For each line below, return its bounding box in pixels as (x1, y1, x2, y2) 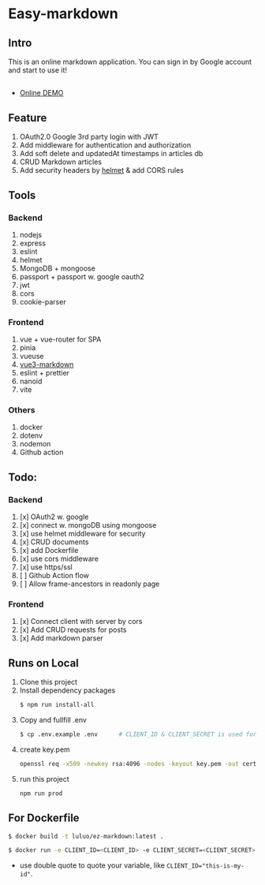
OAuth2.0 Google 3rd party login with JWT (19, 132, 159, 142)
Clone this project (19, 678, 77, 687)
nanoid (19, 376, 43, 386)
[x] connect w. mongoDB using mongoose (19, 521, 157, 530)
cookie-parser (19, 297, 66, 306)
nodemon (19, 439, 51, 449)
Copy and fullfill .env (19, 715, 87, 725)
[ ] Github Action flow (19, 571, 89, 581)
